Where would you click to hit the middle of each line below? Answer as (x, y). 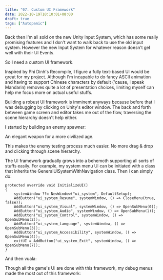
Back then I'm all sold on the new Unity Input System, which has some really (82, 37)
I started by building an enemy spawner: (46, 127)
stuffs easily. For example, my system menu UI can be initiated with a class (80, 166)
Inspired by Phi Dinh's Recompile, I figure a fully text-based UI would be (77, 72)
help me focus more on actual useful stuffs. (49, 93)
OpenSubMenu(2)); (23, 220)
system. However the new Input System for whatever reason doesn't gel (78, 47)
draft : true (17, 19)
